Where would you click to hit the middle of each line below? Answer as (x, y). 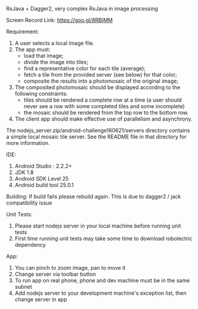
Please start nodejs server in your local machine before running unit (98, 226)
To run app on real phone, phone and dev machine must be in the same (102, 280)
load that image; (43, 56)
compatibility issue (29, 203)
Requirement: (23, 31)
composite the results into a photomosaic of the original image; (101, 81)
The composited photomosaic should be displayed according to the (98, 87)
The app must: (32, 49)
